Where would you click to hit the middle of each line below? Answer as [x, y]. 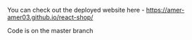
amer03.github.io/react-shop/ [50, 17]
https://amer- [165, 10]
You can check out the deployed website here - [76, 10]
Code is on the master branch [50, 31]
